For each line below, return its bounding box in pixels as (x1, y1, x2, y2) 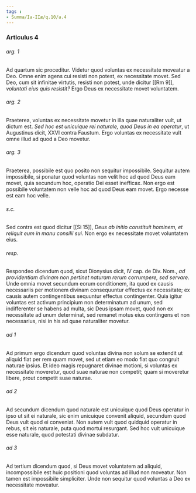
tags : (6, 8, 22, 15)
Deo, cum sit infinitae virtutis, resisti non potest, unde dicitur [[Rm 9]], (6, 79, 174, 86)
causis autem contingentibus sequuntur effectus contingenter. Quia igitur (6, 293, 183, 300)
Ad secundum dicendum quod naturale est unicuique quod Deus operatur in (6, 406, 190, 413)
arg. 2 (6, 98, 20, 106)
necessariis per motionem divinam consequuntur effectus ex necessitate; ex (6, 286, 190, 294)
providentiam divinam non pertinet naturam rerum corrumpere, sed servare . (6, 274, 190, 281)
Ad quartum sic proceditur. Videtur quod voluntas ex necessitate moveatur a (6, 66, 190, 73)
